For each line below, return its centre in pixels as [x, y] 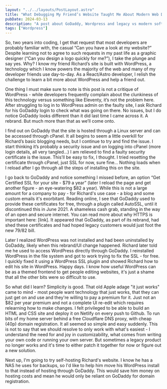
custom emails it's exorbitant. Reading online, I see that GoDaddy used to [80, 199]
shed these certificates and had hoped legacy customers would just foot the [83, 225]
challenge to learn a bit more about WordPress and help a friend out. [75, 80]
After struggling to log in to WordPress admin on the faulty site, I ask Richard [83, 105]
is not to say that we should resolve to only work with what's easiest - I [78, 329]
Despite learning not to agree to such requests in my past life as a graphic [81, 53]
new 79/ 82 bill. [20, 230]
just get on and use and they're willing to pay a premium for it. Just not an [81, 298]
